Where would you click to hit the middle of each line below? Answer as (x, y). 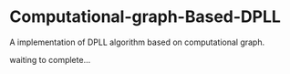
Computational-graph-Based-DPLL (145, 17)
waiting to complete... (50, 59)
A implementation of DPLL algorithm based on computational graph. (137, 42)
